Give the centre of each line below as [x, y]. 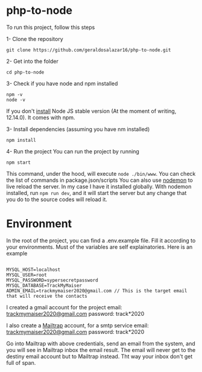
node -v [16, 100]
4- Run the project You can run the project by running [73, 151]
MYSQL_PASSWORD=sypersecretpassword [52, 280]
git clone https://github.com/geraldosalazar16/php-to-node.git [89, 50]
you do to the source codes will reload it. [57, 199]
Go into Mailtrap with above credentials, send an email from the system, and [101, 343]
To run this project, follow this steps [51, 27]
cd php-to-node [25, 72]
